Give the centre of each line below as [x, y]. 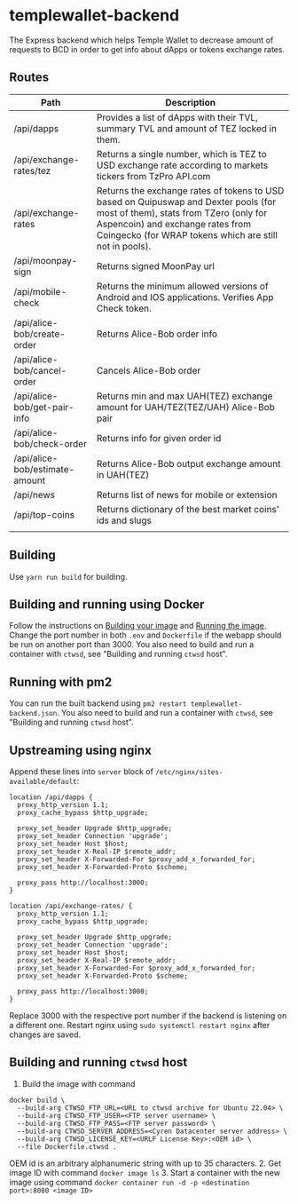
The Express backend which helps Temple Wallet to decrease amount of [141, 40]
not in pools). [124, 246]
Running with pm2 [61, 681]
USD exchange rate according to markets [182, 165]
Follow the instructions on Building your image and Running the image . [138, 626]
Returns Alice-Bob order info [157, 334]
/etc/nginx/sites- [189, 772]
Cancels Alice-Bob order [149, 370]
